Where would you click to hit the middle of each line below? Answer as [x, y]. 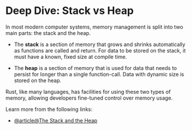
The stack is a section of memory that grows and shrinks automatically [100, 44]
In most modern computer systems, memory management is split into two [95, 27]
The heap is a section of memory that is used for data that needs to [95, 68]
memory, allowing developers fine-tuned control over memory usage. [89, 98]
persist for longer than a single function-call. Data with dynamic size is [99, 74]
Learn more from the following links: [49, 109]
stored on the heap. [38, 80]
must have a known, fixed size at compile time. [70, 57]
